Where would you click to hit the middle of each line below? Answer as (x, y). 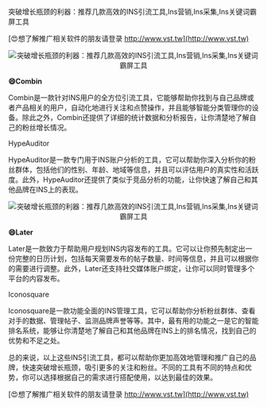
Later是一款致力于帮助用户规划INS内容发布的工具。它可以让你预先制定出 (127, 248)
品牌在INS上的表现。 (49, 190)
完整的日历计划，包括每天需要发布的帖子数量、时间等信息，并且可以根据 (133, 258)
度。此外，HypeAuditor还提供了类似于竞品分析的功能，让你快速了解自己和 (130, 180)
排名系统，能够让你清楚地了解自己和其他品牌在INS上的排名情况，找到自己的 (132, 331)
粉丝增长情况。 (46, 127)
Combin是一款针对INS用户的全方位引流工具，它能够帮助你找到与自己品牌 (128, 97)
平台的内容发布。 (36, 278)
